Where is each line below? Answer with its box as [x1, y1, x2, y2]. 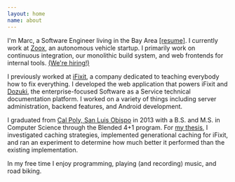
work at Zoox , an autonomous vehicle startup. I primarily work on [7, 44, 196, 52]
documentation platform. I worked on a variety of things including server [7, 94, 217, 103]
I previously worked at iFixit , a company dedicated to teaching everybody [7, 72, 220, 81]
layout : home [7, 10, 46, 18]
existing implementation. [7, 145, 79, 154]
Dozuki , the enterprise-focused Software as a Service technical [7, 87, 191, 96]
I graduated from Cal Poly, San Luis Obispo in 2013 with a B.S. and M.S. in [7, 115, 221, 124]
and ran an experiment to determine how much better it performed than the [7, 138, 225, 146]
